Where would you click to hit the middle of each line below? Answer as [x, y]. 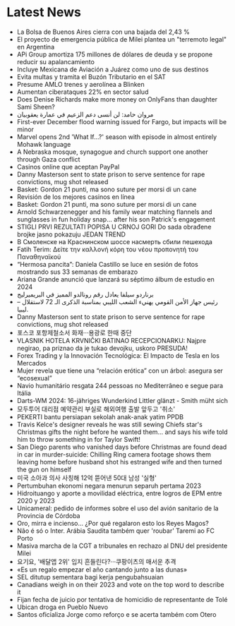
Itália [24, 393]
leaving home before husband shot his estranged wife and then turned [119, 462]
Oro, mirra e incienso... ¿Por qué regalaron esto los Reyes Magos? [113, 523]
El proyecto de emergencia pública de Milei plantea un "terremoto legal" [122, 39]
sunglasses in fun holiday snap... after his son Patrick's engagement [116, 219]
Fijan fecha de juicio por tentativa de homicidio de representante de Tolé [122, 599]
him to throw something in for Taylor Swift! [78, 439]
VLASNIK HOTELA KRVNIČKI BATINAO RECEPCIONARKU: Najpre [111, 340]
